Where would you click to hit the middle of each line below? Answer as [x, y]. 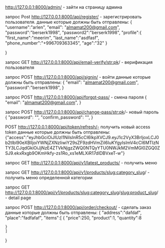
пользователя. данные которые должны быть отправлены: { [69, 22]
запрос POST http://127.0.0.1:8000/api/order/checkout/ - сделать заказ [78, 207]
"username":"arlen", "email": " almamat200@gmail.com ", [62, 27]
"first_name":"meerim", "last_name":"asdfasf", [52, 38]
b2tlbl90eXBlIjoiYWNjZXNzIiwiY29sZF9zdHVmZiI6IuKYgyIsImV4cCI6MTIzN [82, 143]
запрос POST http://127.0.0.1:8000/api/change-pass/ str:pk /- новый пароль [82, 112]
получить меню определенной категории [49, 177]
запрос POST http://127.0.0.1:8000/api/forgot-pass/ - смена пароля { [76, 97]
